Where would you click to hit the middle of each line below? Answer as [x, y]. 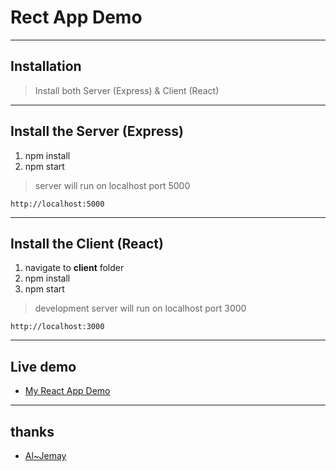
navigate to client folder [74, 268]
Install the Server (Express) [97, 131]
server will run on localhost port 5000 [112, 185]
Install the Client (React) [87, 243]
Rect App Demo [76, 17]
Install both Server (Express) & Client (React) [127, 90]
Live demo [43, 366]
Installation [46, 66]
